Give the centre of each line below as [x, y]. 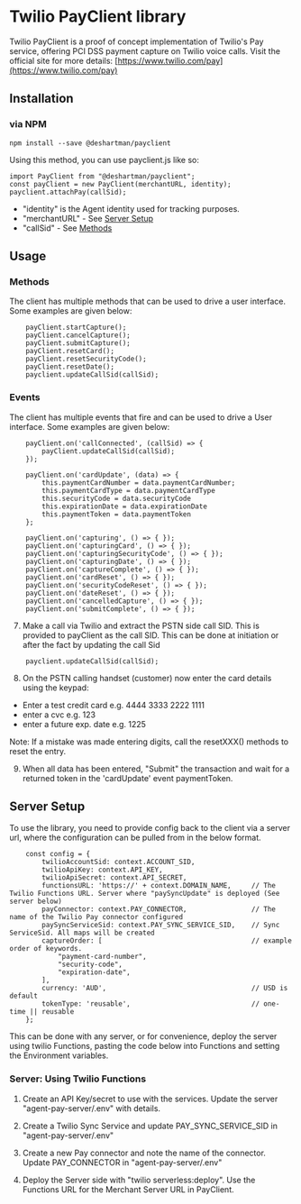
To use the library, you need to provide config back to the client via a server [150, 828]
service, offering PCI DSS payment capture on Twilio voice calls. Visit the [145, 50]
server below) [36, 902]
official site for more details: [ [64, 60]
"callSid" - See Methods [67, 228]
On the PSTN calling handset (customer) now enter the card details [147, 678]
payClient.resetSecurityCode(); [86, 359]
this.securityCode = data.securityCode [117, 498]
